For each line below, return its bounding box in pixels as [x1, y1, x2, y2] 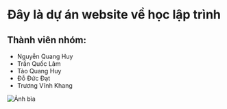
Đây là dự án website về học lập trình [7, 7, 222, 23]
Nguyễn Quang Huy [16, 52, 73, 60]
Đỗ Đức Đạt [16, 74, 51, 82]
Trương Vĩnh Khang [16, 82, 73, 89]
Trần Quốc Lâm [16, 60, 61, 68]
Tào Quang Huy [16, 67, 62, 75]
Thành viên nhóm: [7, 34, 87, 46]
